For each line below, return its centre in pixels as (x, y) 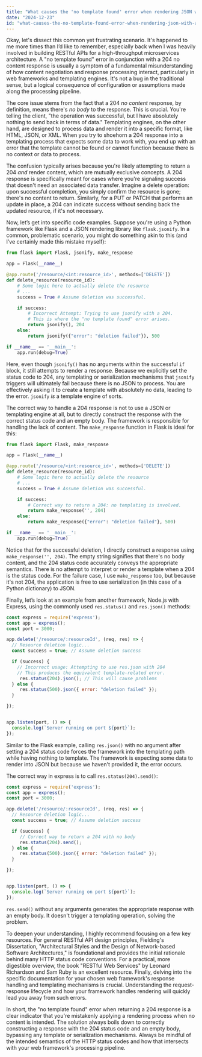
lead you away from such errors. (47, 997)
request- (183, 985)
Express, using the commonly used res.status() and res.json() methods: (99, 606)
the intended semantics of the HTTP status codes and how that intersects (97, 1041)
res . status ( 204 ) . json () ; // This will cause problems (88, 678)
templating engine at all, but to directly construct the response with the (94, 414)
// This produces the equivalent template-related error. (91, 673)
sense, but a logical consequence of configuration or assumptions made (96, 85)
